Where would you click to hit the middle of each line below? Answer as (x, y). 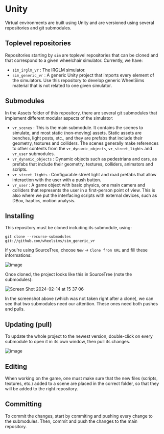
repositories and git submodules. (38, 27)
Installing (20, 216)
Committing (23, 404)
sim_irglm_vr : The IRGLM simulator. (49, 70)
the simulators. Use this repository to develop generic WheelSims (78, 80)
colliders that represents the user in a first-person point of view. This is (83, 190)
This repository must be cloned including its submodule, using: (69, 228)
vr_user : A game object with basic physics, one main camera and (79, 185)
